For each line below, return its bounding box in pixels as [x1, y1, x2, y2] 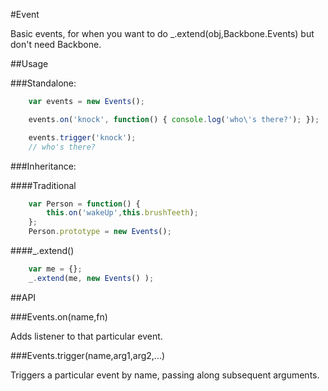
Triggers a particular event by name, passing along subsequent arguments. [10, 369, 320, 381]
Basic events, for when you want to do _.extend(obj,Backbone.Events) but [10, 28, 315, 39]
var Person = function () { [28, 199, 141, 209]
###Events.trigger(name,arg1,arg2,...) [10, 349, 166, 361]
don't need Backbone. [10, 39, 102, 50]
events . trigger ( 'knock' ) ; [28, 132, 137, 143]
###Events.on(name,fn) [10, 310, 108, 323]
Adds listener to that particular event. [10, 330, 163, 342]
